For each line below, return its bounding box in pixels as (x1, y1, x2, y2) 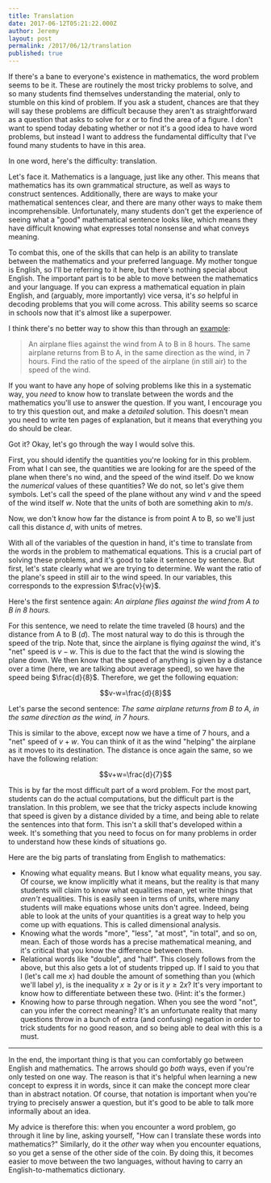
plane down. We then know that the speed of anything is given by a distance (8, 655, 262, 664)
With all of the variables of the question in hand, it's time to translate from (8, 538, 252, 547)
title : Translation (8, 11, 74, 20)
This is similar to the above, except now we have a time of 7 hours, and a (8, 728, 250, 737)
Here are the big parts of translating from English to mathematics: (8, 853, 226, 862)
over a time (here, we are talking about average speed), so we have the (8, 664, 245, 673)
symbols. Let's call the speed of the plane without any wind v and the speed (8, 490, 262, 498)
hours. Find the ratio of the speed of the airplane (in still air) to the (27, 357, 248, 366)
